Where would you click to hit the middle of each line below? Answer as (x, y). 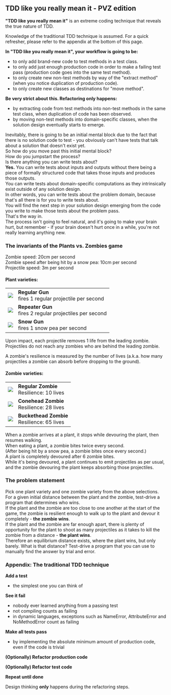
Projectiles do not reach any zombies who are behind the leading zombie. (82, 346)
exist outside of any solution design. (43, 189)
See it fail (15, 596)
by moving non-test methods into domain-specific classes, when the (85, 119)
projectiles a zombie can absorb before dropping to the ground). (73, 362)
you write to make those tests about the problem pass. (63, 211)
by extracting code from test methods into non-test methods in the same (89, 108)
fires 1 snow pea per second (52, 328)
